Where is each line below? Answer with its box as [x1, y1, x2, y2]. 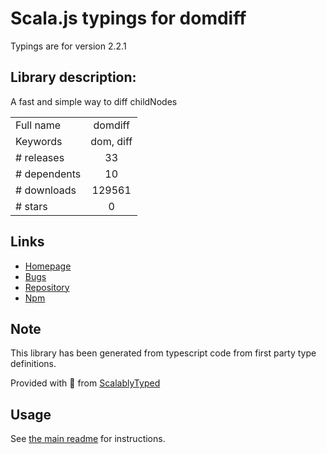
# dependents [15, 167, 82, 181]
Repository [24, 281, 70, 293]
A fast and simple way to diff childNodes [10, 95, 178, 107]
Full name [15, 118, 62, 132]
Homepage [24, 260, 72, 272]
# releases [15, 150, 65, 164]
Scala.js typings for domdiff [10, 7, 247, 30]
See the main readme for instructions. [10, 433, 166, 445]
